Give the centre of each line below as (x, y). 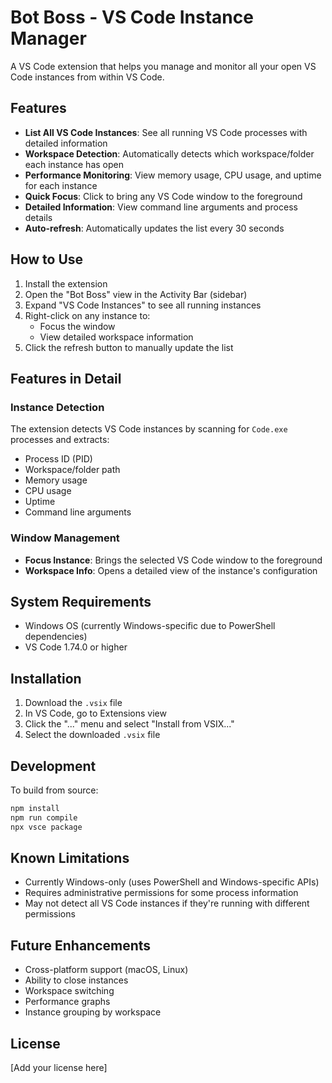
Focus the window (77, 326)
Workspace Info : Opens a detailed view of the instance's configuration (171, 570)
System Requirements (81, 601)
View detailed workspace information (116, 337)
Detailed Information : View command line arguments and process (161, 207)
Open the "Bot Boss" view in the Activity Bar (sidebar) (136, 294)
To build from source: (54, 790)
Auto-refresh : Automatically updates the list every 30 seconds (154, 228)
